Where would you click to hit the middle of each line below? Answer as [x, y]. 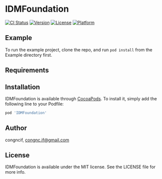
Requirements [27, 70]
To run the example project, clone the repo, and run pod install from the [79, 49]
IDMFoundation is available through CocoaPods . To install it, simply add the [81, 98]
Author [16, 128]
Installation [23, 87]
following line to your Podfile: [35, 104]
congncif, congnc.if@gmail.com [37, 140]
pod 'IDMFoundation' [26, 113]
